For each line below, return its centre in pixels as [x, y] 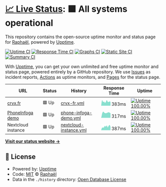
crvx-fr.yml [73, 103]
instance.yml [74, 130]
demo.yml [71, 118]
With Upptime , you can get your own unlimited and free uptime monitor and [82, 66]
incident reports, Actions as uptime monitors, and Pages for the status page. [83, 77]
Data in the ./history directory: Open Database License [69, 179]
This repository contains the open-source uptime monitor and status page [80, 37]
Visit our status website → [33, 141]
